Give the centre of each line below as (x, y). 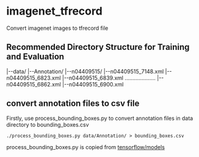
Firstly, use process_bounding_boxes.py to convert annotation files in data (100, 118)
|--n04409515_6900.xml (93, 84)
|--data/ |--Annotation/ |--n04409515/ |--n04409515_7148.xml (85, 71)
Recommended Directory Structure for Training (98, 47)
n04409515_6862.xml (34, 84)
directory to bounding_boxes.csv (48, 124)
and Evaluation (35, 57)
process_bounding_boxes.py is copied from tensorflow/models (85, 147)
